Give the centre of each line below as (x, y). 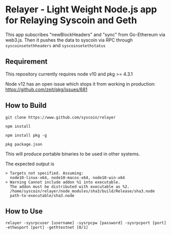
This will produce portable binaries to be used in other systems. (73, 154)
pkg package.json (24, 144)
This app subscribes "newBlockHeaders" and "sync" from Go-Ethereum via (85, 34)
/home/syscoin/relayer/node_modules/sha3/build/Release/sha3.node (82, 191)
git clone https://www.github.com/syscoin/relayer (61, 117)
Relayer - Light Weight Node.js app (81, 9)
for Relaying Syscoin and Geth (71, 20)
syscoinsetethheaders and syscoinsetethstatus (55, 45)
